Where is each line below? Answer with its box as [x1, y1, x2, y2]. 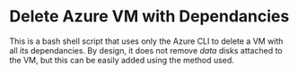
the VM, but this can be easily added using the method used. [9, 54, 235, 65]
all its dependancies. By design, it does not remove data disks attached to [9, 45, 283, 55]
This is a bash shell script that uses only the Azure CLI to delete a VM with [9, 36, 284, 46]
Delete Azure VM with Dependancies [9, 6, 290, 27]
